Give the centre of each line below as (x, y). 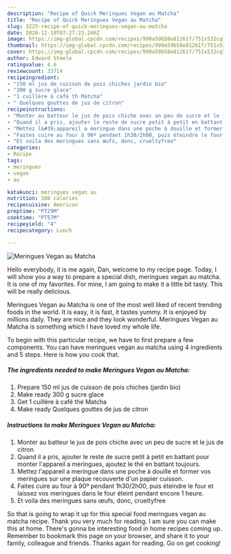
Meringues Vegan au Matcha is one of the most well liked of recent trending (114, 304)
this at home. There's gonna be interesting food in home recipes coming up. (114, 529)
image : (16, 39)
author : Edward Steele (40, 58)
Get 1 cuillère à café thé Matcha (62, 402)
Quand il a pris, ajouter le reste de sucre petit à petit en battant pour (113, 457)
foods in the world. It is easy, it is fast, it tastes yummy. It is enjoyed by (107, 312)
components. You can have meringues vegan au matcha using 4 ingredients (115, 347)
